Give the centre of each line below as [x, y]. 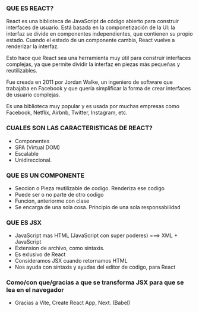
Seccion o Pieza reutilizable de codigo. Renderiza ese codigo [90, 188]
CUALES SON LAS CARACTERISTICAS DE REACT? [79, 128]
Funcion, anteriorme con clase [52, 201]
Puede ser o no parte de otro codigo [59, 194]
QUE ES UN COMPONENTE [45, 175]
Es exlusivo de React [40, 254]
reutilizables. [22, 71]
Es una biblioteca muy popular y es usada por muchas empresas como [93, 106]
